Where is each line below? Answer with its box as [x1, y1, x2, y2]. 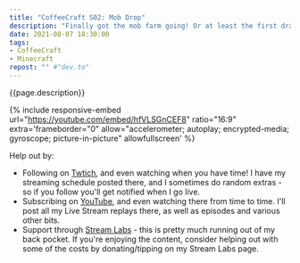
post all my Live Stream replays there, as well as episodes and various [21, 205, 280, 216]
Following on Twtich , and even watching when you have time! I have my [21, 167, 287, 178]
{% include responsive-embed [9, 104, 122, 115]
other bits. [21, 215, 61, 226]
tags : [9, 37, 29, 47]
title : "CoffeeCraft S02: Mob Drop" [9, 12, 146, 22]
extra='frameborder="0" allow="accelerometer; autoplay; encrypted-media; [9, 123, 290, 134]
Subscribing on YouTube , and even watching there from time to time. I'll [21, 195, 286, 206]
